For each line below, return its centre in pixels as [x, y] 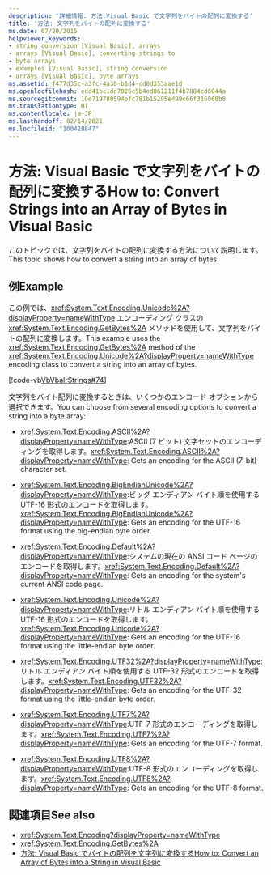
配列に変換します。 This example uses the [91, 338]
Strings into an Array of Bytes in [118, 209]
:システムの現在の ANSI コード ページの [192, 556]
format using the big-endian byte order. [86, 530]
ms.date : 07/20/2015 [43, 31]
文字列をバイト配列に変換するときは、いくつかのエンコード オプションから [133, 397]
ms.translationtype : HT [49, 106]
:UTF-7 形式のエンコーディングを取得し [193, 724]
